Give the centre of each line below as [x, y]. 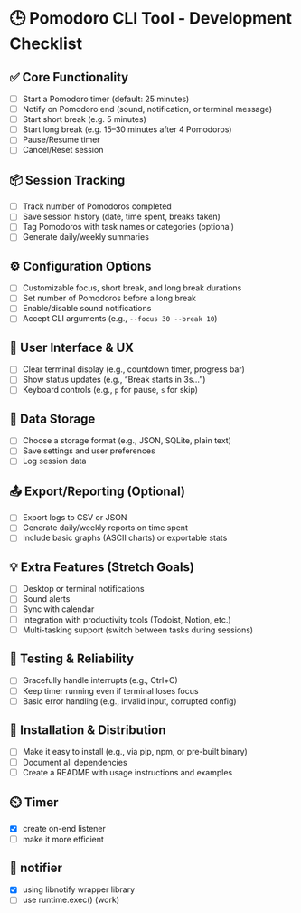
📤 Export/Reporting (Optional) [98, 491]
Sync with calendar [58, 609]
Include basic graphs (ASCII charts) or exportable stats [125, 538]
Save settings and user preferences [89, 451]
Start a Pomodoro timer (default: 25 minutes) [106, 99]
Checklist [46, 44]
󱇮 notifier [36, 867]
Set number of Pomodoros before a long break [109, 298]
